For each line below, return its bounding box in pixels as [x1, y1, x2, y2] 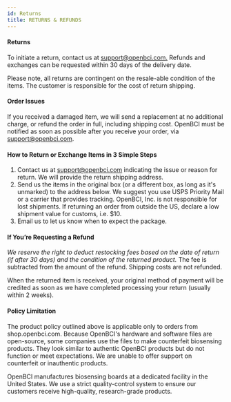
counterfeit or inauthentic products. [7, 358, 108, 367]
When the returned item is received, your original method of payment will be [7, 276, 224, 285]
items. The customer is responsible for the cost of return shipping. [7, 81, 195, 90]
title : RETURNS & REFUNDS [7, 17, 81, 23]
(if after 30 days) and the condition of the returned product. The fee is [7, 256, 207, 264]
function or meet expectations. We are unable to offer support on [7, 352, 192, 360]
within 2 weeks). [7, 291, 54, 299]
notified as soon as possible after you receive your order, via [7, 127, 179, 135]
